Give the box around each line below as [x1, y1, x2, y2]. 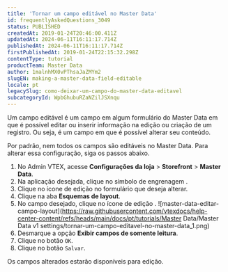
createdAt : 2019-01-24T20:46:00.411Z [7, 29, 117, 37]
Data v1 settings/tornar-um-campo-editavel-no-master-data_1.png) [17, 222, 210, 230]
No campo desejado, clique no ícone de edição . [17, 200, 157, 207]
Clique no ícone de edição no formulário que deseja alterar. [17, 185, 188, 193]
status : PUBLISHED [7, 23, 61, 30]
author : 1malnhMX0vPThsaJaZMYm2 [7, 68, 101, 75]
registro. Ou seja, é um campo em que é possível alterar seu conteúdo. [7, 128, 211, 136]
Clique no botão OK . [17, 237, 73, 244]
